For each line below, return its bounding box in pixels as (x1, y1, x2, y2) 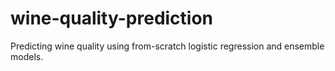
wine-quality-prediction (10, 7, 214, 30)
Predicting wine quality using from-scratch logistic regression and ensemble (10, 40, 325, 52)
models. (10, 50, 44, 62)
